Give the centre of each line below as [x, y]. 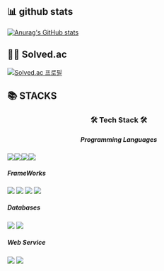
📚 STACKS [32, 96]
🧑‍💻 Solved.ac [37, 55]
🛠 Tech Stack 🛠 [119, 120]
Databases [24, 207]
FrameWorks [27, 173]
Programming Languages [119, 139]
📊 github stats [40, 12]
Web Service [27, 243]
